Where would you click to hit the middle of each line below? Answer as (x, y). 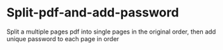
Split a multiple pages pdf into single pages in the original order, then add (111, 32)
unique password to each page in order (63, 38)
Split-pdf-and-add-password (93, 13)
